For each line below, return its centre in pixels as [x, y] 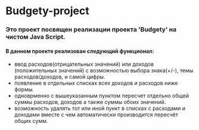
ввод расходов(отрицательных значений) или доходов [84, 64]
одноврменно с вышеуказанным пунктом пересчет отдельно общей [101, 96]
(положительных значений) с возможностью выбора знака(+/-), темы [104, 71]
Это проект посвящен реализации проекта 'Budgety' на [91, 30]
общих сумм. [31, 121]
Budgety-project [48, 11]
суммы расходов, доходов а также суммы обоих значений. [90, 102]
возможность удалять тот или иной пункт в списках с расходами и [100, 109]
